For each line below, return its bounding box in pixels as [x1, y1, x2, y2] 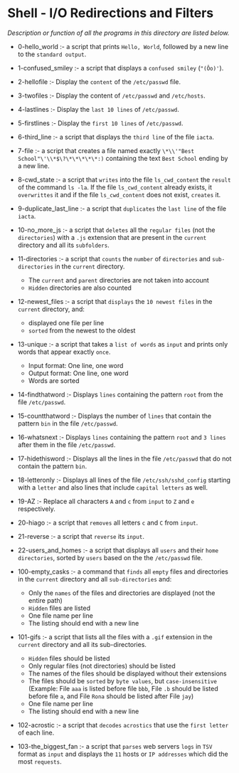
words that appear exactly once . [17, 347, 111, 356]
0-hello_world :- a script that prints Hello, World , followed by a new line [17, 42, 229, 51]
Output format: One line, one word [28, 369, 129, 377]
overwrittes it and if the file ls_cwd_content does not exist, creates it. [17, 190, 221, 199]
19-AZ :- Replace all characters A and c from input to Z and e [17, 497, 195, 505]
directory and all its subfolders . [17, 241, 110, 249]
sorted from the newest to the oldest [28, 326, 136, 335]
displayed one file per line [28, 318, 105, 327]
